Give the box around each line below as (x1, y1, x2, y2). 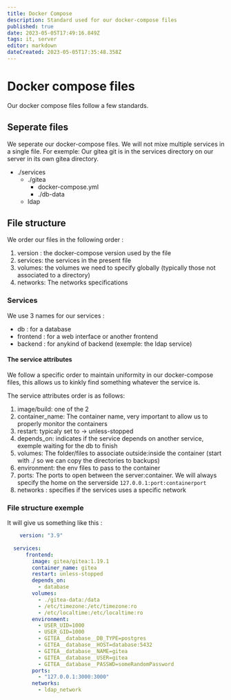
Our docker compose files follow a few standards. (7, 101, 149, 109)
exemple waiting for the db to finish (17, 441, 119, 450)
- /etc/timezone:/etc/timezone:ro (37, 602, 137, 609)
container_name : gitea (32, 564, 97, 571)
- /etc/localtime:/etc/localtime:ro (37, 609, 143, 616)
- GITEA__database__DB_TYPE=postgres (37, 635, 147, 642)
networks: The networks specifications (17, 278, 128, 287)
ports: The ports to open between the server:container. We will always (17, 471, 217, 479)
